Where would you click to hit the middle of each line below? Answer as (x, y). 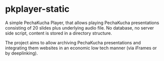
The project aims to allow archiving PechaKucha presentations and (73, 42)
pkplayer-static (38, 9)
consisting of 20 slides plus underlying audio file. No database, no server (80, 28)
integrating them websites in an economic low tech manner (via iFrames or (81, 48)
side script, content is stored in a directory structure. (59, 33)
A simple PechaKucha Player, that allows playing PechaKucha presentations (82, 23)
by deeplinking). (21, 53)
